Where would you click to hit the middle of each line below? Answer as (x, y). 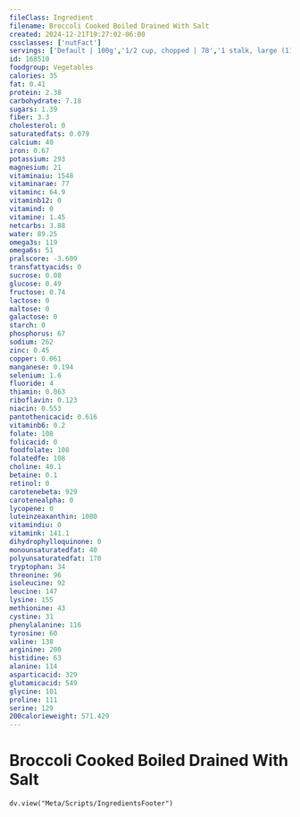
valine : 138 (31, 642)
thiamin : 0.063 (37, 392)
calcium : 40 (31, 142)
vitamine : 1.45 (37, 217)
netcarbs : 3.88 (37, 226)
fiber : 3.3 (29, 117)
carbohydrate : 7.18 (46, 101)
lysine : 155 (31, 600)
